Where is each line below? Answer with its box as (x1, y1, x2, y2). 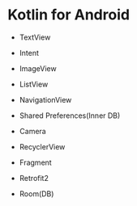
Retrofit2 (19, 173, 49, 183)
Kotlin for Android (7, 6, 131, 24)
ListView (19, 79, 49, 89)
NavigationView (19, 95, 72, 104)
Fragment (19, 158, 52, 167)
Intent (19, 48, 40, 57)
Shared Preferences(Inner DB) (19, 111, 121, 120)
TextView (19, 32, 51, 42)
